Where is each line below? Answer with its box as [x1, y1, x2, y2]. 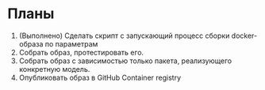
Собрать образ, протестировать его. [18, 47, 144, 57]
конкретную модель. [18, 64, 90, 73]
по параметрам [44, 39, 98, 48]
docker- [231, 31, 258, 40]
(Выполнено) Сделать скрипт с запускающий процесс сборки [18, 31, 230, 40]
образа [18, 39, 44, 48]
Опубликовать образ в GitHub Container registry [18, 73, 182, 82]
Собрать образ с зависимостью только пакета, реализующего [18, 56, 232, 66]
